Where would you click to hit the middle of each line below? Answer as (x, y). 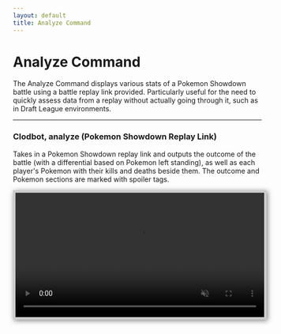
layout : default (39, 15)
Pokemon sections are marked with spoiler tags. (91, 179)
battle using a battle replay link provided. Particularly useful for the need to (135, 92)
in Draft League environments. (62, 109)
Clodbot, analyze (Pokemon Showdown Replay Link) (115, 137)
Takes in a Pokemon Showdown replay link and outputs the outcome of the (134, 154)
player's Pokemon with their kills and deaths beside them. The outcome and (136, 171)
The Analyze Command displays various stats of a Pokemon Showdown (130, 84)
